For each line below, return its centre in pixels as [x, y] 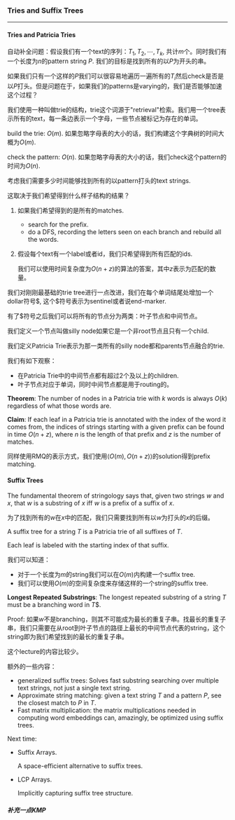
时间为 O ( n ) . [24, 166]
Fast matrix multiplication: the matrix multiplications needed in [107, 711]
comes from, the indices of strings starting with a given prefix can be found [116, 427]
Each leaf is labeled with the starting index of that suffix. [88, 545]
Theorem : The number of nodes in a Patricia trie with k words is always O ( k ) [117, 399]
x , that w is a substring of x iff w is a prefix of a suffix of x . [91, 503]
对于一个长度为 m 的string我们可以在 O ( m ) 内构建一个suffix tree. [106, 575]
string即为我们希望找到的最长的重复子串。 [67, 637]
